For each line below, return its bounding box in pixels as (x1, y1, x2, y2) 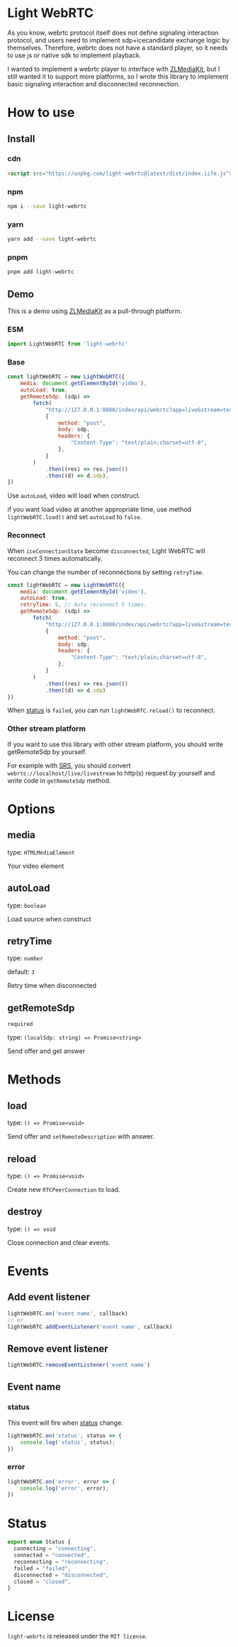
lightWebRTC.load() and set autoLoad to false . (7, 513, 142, 521)
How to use (7, 105, 75, 121)
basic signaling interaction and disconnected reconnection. (7, 79, 181, 88)
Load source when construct (7, 915, 91, 923)
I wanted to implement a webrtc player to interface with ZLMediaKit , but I (7, 64, 220, 73)
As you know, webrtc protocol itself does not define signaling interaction (7, 28, 219, 37)
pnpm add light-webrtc (7, 268, 74, 275)
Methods (7, 1071, 62, 1088)
